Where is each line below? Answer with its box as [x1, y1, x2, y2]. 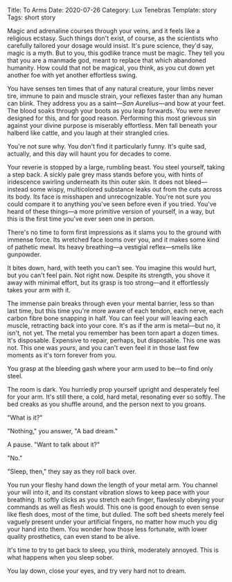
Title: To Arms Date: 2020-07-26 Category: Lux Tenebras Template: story [7, 6, 217, 14]
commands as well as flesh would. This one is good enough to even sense [7, 503, 220, 511]
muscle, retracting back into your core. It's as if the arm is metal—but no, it [7, 322, 221, 329]
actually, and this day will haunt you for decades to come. [7, 149, 172, 158]
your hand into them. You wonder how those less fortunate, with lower [7, 525, 208, 533]
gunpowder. [7, 250, 42, 258]
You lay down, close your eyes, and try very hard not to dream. [7, 567, 187, 575]
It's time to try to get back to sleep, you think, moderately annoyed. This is [7, 546, 220, 554]
